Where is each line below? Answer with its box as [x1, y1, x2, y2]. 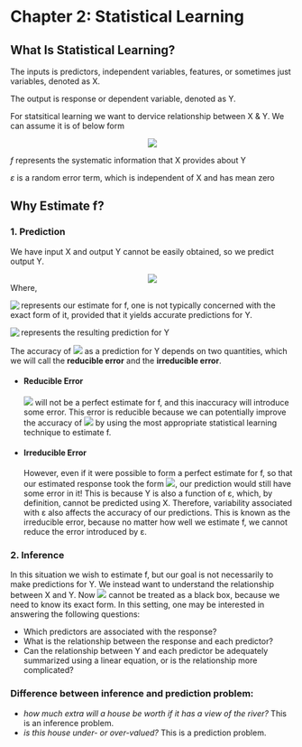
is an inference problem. [23, 717, 114, 728]
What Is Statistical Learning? [10, 42, 176, 58]
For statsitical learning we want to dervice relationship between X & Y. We [10, 111, 285, 121]
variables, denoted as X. [10, 76, 101, 87]
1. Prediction [10, 226, 66, 238]
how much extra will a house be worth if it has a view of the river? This [23, 707, 288, 719]
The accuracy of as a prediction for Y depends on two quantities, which [10, 345, 288, 356]
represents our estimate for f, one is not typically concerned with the [21, 300, 276, 311]
